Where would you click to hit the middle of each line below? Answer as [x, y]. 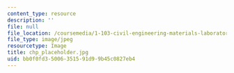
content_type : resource [42, 14]
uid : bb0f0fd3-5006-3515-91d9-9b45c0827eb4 [71, 59]
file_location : [29, 33]
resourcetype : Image [37, 46]
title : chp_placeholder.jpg [48, 53]
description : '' [31, 20]
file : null [23, 26]
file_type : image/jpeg [40, 40]
